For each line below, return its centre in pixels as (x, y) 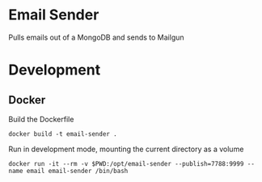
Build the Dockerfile (41, 119)
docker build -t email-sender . (63, 134)
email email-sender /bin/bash (77, 171)
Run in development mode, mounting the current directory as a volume (126, 149)
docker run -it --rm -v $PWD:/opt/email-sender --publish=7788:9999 (126, 163)
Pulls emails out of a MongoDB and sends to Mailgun (96, 37)
